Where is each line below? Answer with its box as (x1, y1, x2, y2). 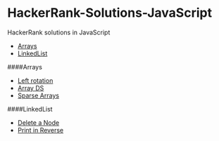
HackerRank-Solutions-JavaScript (7, 5, 213, 21)
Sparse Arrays (17, 91, 60, 100)
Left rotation (17, 76, 54, 85)
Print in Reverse (17, 126, 64, 134)
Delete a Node (17, 118, 60, 127)
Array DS (17, 83, 44, 92)
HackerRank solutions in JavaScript (7, 28, 111, 36)
